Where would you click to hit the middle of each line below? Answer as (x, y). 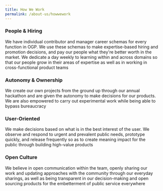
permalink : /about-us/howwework (38, 14)
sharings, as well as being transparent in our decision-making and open (77, 178)
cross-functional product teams (37, 67)
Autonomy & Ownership (34, 80)
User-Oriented (23, 119)
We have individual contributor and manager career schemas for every (76, 41)
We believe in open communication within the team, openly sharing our (76, 168)
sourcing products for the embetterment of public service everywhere (75, 183)
